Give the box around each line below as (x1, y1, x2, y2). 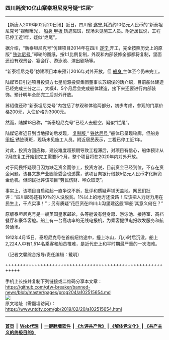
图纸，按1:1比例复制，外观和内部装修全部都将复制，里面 (47, 52, 162, 58)
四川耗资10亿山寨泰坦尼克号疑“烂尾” (5, 4, 94, 11)
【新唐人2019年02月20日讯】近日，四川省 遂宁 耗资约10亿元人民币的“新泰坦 (5, 22, 163, 28)
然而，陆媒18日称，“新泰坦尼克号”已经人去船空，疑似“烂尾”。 (5, 120, 132, 126)
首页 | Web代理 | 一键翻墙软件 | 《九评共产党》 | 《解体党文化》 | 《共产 (5, 323, 158, 329)
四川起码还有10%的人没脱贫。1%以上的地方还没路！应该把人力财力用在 (16, 194, 163, 200)
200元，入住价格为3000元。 (9, 109, 69, 115)
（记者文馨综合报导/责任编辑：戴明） (5, 252, 82, 258)
